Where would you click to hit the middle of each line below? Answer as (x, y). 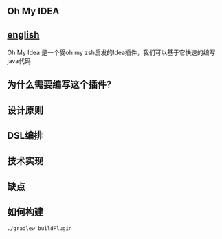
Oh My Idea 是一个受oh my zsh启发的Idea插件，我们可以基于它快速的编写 (111, 52)
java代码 (19, 60)
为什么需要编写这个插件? (59, 85)
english (23, 35)
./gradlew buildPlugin (40, 228)
